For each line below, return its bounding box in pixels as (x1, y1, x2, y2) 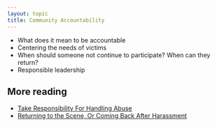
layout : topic (7, 10, 49, 17)
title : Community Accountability (7, 17, 105, 24)
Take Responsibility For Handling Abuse (17, 104, 132, 112)
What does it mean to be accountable (17, 36, 126, 44)
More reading (7, 85, 68, 98)
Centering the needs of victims (17, 43, 107, 52)
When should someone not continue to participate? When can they (17, 50, 211, 59)
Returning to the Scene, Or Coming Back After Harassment (17, 112, 188, 120)
